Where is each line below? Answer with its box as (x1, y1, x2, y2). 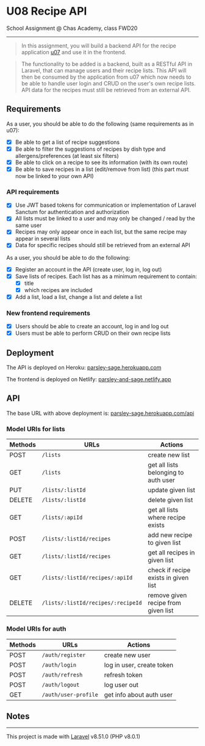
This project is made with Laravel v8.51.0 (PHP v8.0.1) (6, 733, 140, 741)
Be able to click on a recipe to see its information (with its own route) (15, 159, 188, 166)
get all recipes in (148, 548, 195, 557)
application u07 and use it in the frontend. (21, 48, 127, 56)
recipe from (148, 599, 181, 608)
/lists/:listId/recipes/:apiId (41, 575, 133, 581)
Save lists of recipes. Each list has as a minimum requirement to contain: (15, 273, 197, 280)
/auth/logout (41, 681, 80, 688)
